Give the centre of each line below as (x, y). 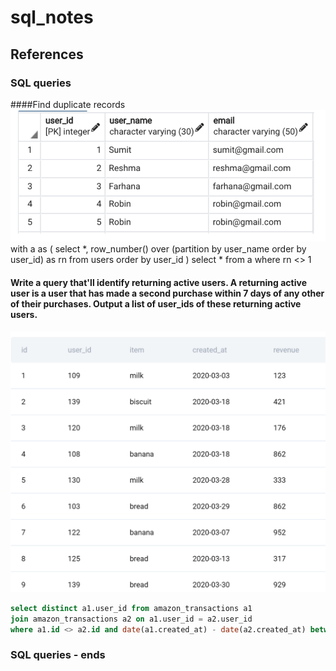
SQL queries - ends (58, 655)
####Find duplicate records (68, 104)
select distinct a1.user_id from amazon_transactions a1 (131, 608)
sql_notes (52, 17)
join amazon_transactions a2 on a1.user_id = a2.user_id (131, 619)
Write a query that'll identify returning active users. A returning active (159, 282)
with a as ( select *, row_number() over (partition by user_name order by (158, 249)
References (47, 54)
